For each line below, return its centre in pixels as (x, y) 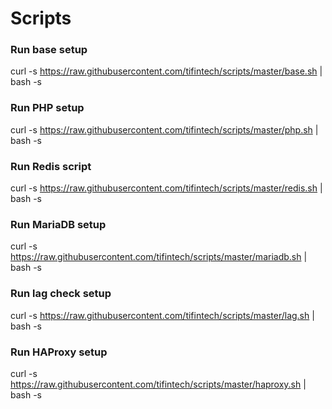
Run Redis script (51, 166)
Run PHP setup (47, 108)
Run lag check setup (61, 294)
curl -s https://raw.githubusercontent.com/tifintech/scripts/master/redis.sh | (166, 188)
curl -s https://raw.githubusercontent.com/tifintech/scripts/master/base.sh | (166, 71)
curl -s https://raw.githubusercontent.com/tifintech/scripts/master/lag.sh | (162, 315)
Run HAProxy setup (59, 352)
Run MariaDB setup (58, 224)
